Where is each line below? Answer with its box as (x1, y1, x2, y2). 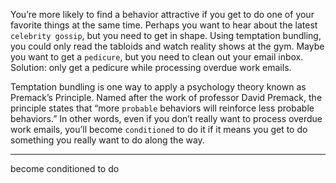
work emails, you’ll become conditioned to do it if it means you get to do (10, 124, 308, 135)
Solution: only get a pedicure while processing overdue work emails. (10, 62, 292, 73)
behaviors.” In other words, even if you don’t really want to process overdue (10, 113, 323, 124)
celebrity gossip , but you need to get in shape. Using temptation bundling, (10, 30, 322, 41)
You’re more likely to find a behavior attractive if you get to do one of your (10, 9, 315, 20)
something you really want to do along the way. (10, 134, 205, 146)
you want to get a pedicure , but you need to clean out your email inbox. (10, 51, 304, 63)
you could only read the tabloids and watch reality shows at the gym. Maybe (10, 40, 325, 52)
